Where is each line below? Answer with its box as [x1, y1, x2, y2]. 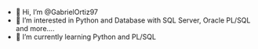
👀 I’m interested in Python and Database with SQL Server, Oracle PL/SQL [15, 16, 251, 25]
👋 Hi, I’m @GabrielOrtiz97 [15, 8, 98, 16]
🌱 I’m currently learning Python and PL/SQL [15, 32, 157, 41]
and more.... [15, 24, 55, 33]
